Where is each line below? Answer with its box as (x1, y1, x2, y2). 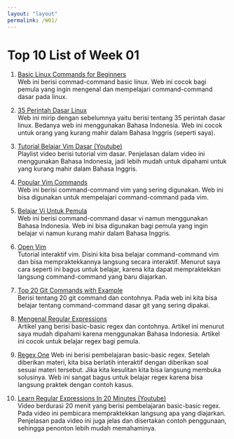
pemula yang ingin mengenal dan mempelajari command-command (17, 85, 213, 93)
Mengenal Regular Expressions (17, 315, 107, 323)
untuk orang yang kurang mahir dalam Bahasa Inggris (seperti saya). (17, 129, 216, 137)
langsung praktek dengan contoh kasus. (17, 381, 134, 389)
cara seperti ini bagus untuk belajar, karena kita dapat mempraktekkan (17, 265, 221, 274)
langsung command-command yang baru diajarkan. (17, 273, 167, 281)
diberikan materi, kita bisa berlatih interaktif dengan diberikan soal (17, 358, 209, 367)
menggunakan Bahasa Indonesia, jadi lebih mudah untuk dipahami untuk (17, 157, 227, 166)
